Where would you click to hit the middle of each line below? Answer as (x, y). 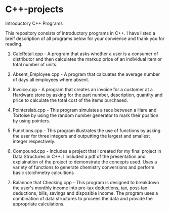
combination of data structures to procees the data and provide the (83, 198)
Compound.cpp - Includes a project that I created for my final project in (87, 151)
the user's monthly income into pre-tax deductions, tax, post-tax (80, 188)
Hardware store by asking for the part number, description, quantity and (88, 95)
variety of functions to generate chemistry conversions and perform (83, 167)
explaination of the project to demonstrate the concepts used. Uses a (85, 162)
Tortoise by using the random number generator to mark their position (85, 115)
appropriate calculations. (38, 204)
